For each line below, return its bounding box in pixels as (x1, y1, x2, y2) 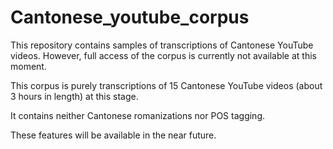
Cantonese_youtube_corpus (10, 6, 250, 29)
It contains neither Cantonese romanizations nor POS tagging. (10, 109, 265, 121)
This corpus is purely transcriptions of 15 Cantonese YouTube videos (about (10, 79, 323, 91)
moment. (10, 60, 47, 72)
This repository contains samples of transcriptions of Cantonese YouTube (10, 39, 314, 51)
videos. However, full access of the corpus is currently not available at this (10, 49, 317, 61)
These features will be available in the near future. (10, 129, 217, 141)
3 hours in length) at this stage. (10, 90, 139, 102)
